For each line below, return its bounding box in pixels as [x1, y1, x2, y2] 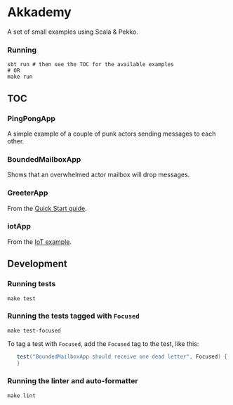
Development [7, 258, 68, 270]
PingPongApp [7, 113, 56, 123]
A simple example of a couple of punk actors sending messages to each [7, 129, 216, 138]
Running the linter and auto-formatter [7, 376, 138, 386]
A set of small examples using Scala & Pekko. [7, 27, 138, 36]
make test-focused [7, 327, 61, 334]
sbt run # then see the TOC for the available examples [7, 61, 174, 68]
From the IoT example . [7, 237, 72, 246]
